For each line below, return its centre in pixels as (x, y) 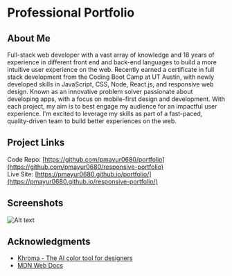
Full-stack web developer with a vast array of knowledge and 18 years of (111, 55)
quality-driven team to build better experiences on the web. (92, 121)
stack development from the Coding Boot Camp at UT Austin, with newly (111, 77)
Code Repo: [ (26, 159)
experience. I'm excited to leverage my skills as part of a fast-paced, (105, 113)
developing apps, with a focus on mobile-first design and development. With (116, 99)
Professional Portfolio (71, 13)
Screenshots (35, 203)
